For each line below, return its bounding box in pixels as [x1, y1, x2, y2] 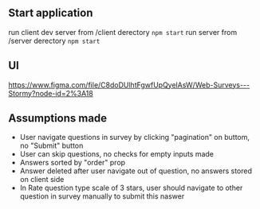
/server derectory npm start [8, 36, 100, 45]
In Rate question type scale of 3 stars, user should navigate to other [19, 183, 243, 193]
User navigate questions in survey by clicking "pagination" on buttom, [19, 133, 250, 142]
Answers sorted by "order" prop [19, 158, 126, 168]
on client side [19, 175, 65, 184]
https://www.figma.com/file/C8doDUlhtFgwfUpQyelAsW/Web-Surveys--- [8, 79, 250, 90]
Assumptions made [8, 111, 108, 126]
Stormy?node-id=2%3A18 [8, 88, 93, 98]
